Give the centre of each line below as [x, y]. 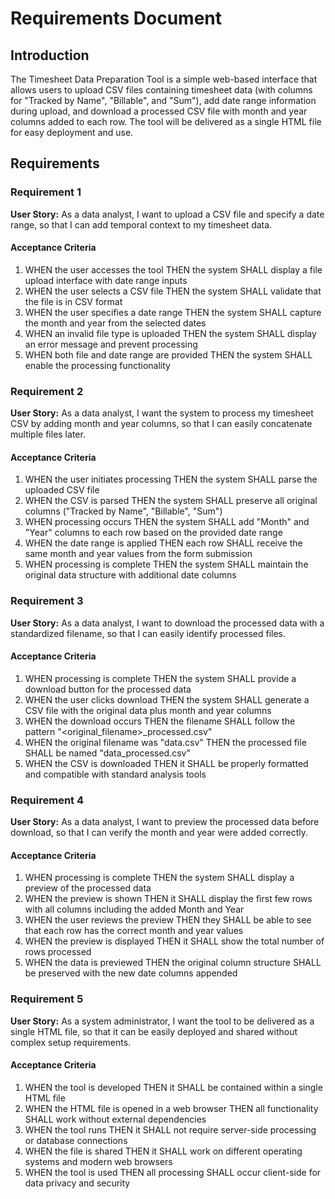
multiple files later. [48, 434]
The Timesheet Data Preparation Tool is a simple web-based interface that [164, 79]
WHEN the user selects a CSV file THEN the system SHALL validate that [173, 291]
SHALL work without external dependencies [115, 1119]
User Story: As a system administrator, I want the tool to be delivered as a [162, 1021]
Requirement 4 [47, 800]
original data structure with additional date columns [130, 575]
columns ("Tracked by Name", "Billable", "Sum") [123, 511]
